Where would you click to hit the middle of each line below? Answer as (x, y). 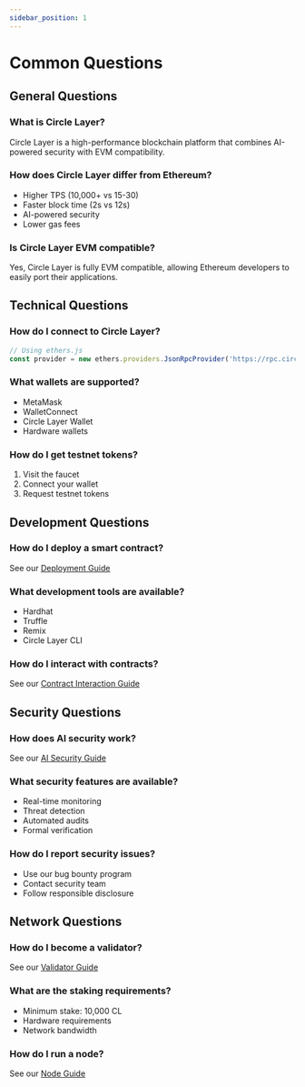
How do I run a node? (57, 1053)
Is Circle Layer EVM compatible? (83, 247)
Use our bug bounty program (77, 873)
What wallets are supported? (74, 382)
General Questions (64, 96)
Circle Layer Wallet (58, 421)
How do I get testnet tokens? (74, 454)
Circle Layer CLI (53, 640)
